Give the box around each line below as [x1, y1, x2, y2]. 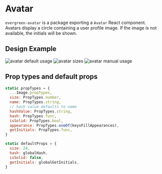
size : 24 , [9, 146, 30, 151]
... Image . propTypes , [9, 90, 52, 95]
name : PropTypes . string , [9, 99, 61, 105]
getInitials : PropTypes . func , [9, 127, 72, 132]
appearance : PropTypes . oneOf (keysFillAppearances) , [9, 123, 120, 128]
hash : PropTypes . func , [9, 113, 57, 118]
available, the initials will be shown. [5, 30, 77, 36]
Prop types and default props [5, 72, 98, 81]
